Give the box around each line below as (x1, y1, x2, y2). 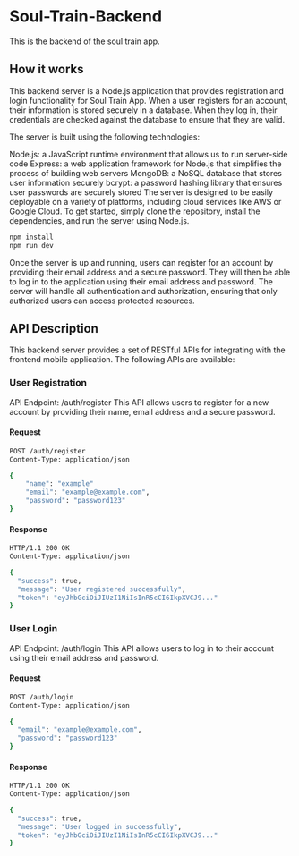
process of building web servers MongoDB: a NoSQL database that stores (9, 167, 282, 178)
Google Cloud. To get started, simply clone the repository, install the (9, 206, 261, 216)
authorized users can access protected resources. (9, 295, 195, 306)
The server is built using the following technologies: (9, 131, 200, 142)
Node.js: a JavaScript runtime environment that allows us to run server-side (9, 148, 288, 159)
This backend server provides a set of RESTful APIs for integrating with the (9, 344, 286, 355)
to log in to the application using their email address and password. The (9, 275, 273, 287)
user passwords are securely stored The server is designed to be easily (9, 186, 274, 198)
